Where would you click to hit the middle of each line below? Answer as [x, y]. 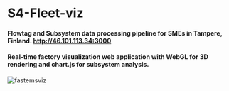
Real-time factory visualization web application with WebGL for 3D [108, 57]
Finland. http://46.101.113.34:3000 [59, 41]
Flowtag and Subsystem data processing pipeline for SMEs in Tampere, [115, 33]
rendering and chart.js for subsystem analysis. [78, 65]
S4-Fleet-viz [46, 13]
